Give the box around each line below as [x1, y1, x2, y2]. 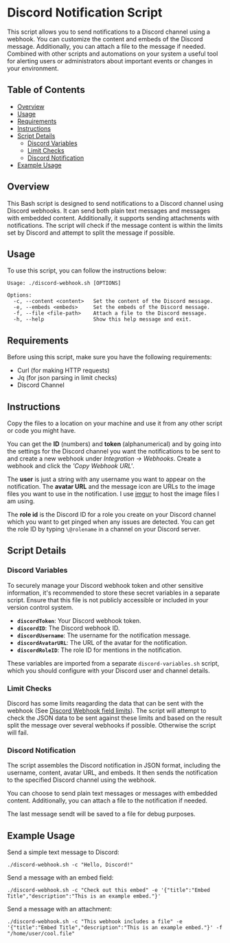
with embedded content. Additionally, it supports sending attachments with [7, 213, 220, 222]
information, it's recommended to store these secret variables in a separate [7, 589, 220, 597]
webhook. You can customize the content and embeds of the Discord [7, 34, 203, 43]
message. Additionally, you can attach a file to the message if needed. [7, 42, 206, 50]
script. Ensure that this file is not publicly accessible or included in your [7, 595, 209, 604]
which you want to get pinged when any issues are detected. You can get [7, 518, 215, 526]
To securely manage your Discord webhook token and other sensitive [7, 581, 204, 589]
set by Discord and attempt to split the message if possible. [7, 229, 175, 237]
